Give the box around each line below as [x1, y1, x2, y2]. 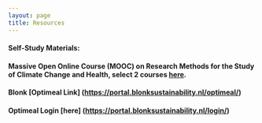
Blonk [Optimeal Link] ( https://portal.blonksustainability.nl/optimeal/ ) [8, 88, 242, 97]
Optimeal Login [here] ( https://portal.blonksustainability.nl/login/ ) [8, 106, 230, 115]
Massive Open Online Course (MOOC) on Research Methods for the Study [8, 61, 255, 71]
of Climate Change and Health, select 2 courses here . [8, 69, 187, 79]
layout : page [8, 11, 51, 20]
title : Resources [8, 19, 65, 27]
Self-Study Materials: [8, 43, 80, 53]
